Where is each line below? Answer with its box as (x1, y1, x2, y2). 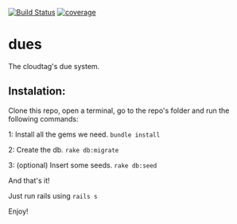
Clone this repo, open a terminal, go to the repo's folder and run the (8, 106, 230, 115)
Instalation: (8, 84, 66, 98)
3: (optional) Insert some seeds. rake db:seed (8, 160, 157, 170)
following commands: (8, 114, 79, 123)
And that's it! (8, 176, 50, 185)
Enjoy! (8, 207, 29, 216)
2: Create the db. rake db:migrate (8, 145, 119, 154)
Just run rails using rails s (8, 191, 98, 200)
